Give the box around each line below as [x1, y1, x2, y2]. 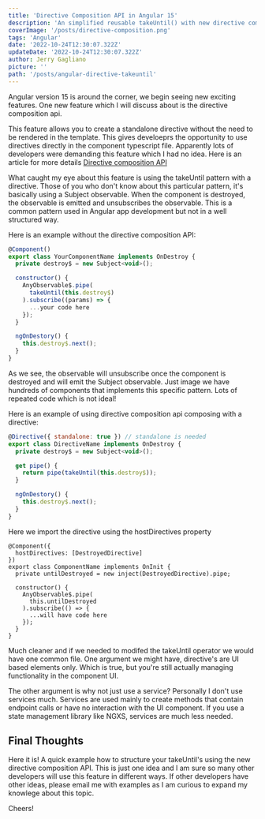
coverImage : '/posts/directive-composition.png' [8, 26, 171, 34]
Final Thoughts [8, 735, 84, 748]
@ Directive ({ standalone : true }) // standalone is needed [8, 432, 207, 440]
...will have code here [28, 611, 108, 619]
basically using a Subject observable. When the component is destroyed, [8, 189, 246, 199]
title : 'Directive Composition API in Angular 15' [8, 11, 178, 20]
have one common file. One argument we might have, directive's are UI [8, 654, 239, 664]
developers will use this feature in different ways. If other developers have [8, 772, 249, 781]
